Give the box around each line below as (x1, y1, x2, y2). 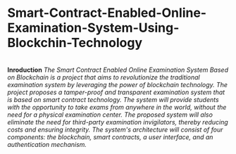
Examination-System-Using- (7, 20, 180, 36)
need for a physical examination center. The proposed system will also (7, 110, 213, 119)
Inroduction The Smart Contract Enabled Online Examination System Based (7, 65, 229, 74)
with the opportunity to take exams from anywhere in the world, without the (7, 103, 227, 111)
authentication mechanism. (7, 140, 87, 148)
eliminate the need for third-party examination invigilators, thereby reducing (7, 117, 229, 126)
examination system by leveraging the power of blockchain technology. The (7, 80, 228, 89)
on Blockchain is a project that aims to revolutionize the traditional (7, 72, 200, 82)
